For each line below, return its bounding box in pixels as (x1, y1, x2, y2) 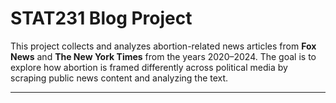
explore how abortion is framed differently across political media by (10, 61, 288, 73)
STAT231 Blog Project (10, 7, 193, 30)
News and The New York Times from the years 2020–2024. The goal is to (10, 50, 317, 62)
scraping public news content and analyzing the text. (10, 72, 229, 84)
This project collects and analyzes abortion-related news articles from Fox (10, 40, 317, 52)
